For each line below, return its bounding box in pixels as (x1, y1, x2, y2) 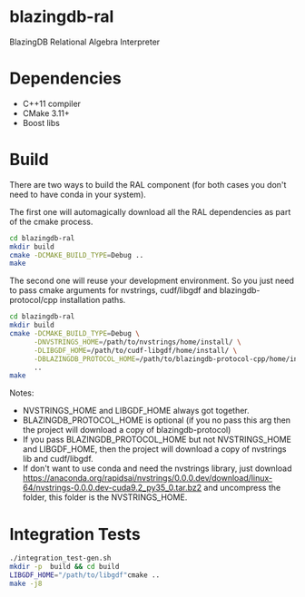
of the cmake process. (9, 216, 93, 227)
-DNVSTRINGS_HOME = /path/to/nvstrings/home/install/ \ (33, 338, 242, 347)
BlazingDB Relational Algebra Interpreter (9, 36, 161, 47)
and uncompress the (203, 483, 281, 494)
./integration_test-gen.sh (9, 553, 112, 563)
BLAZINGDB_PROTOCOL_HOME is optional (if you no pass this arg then (22, 415, 291, 426)
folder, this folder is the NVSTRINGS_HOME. (22, 492, 188, 503)
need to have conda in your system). (9, 189, 147, 200)
